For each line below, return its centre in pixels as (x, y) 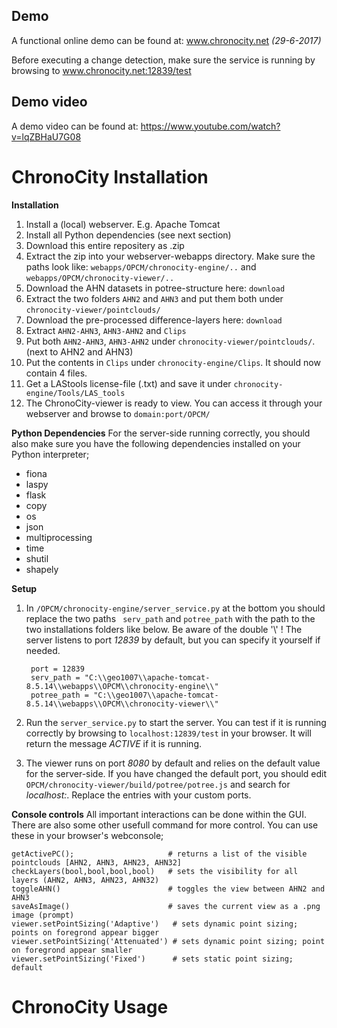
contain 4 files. (56, 373)
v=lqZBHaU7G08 (46, 136)
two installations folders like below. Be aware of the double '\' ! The (164, 629)
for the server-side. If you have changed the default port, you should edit (176, 773)
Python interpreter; (50, 454)
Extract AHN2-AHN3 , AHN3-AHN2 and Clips (106, 330)
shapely (42, 569)
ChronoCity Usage (90, 1006)
